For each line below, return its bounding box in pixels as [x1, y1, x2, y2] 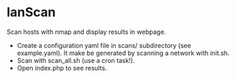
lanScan [6, 4, 56, 20]
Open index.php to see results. [16, 63, 107, 72]
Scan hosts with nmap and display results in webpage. [6, 28, 166, 36]
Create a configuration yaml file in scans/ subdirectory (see [16, 41, 191, 49]
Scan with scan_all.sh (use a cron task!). [16, 56, 136, 64]
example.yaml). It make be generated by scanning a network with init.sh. [16, 49, 230, 57]
